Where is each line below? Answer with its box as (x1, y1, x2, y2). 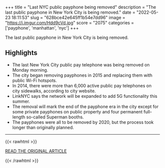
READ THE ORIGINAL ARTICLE (5, 148, 67, 154)
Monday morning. (12, 67, 48, 73)
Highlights (5, 49, 38, 57)
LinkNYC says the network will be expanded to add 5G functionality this (12, 93, 158, 99)
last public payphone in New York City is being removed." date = (5, 9, 136, 15)
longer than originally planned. (12, 124, 74, 130)
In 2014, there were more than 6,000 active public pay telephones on (12, 83, 152, 88)
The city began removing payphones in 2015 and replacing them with (12, 72, 153, 78)
